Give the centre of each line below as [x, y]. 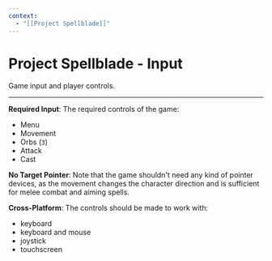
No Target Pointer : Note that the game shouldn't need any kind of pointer [131, 175]
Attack [31, 151]
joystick [33, 241]
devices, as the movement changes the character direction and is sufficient [134, 184]
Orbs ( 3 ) [34, 142]
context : [23, 16]
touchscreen [41, 250]
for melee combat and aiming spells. [69, 192]
